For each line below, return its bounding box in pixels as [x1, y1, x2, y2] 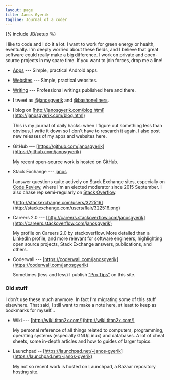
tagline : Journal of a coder [5, 17, 67, 22]
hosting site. [12, 369, 39, 375]
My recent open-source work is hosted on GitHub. [12, 158, 119, 165]
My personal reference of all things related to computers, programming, [12, 327, 164, 333]
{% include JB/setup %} [5, 31, 56, 37]
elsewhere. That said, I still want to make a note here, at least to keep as [5, 302, 157, 308]
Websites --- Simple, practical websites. [12, 77, 98, 84]
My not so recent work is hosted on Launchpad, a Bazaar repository [12, 363, 156, 369]
